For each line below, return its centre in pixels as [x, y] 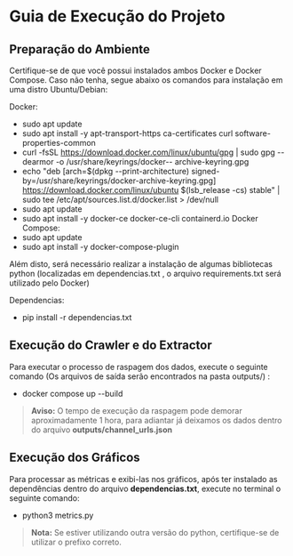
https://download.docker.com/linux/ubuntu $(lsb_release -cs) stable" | [151, 190]
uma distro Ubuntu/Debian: [59, 89]
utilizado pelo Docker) [50, 283]
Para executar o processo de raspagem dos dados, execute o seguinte [139, 367]
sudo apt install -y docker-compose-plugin [100, 247]
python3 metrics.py [58, 515]
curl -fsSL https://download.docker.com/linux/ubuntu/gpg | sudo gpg [148, 152]
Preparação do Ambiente [80, 49]
